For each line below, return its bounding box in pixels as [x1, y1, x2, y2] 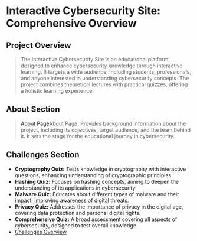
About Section [6, 105, 60, 115]
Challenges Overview [14, 228, 67, 235]
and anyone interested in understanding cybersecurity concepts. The [20, 75, 189, 82]
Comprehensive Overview [6, 17, 137, 30]
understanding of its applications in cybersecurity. [14, 184, 137, 191]
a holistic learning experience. [20, 87, 94, 94]
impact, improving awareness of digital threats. [14, 197, 129, 204]
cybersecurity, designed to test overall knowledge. [14, 222, 138, 229]
